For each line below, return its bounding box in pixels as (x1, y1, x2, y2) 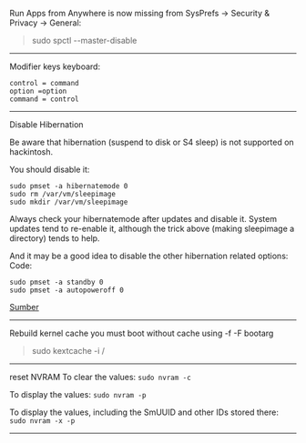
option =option (9, 86, 67, 96)
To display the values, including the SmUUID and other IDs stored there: (9, 407, 280, 418)
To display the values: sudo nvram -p (9, 389, 147, 399)
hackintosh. (9, 146, 54, 157)
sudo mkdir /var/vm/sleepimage (9, 197, 128, 206)
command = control (9, 95, 79, 104)
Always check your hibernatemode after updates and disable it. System (9, 214, 278, 224)
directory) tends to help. (9, 233, 100, 244)
